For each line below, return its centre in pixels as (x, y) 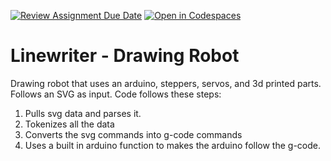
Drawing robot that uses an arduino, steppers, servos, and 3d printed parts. (166, 83)
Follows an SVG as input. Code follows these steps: (116, 94)
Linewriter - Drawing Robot (125, 56)
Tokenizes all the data (69, 124)
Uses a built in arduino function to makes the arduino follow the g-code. (172, 145)
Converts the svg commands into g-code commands (133, 134)
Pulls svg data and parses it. (83, 113)
